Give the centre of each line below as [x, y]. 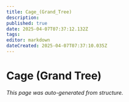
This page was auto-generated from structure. [65, 92]
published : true [27, 23]
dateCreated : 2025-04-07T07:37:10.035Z [57, 46]
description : [23, 18]
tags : [13, 35]
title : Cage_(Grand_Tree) [39, 12]
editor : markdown [28, 40]
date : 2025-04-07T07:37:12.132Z [47, 29]
